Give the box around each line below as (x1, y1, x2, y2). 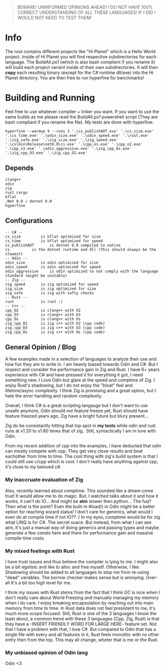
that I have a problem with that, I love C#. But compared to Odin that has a (5, 626, 156, 632)
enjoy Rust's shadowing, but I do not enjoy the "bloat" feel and (5, 382, 133, 388)
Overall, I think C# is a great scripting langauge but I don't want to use (5, 403, 148, 409)
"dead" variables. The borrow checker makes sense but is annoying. (5, 574, 145, 580)
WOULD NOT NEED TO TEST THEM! (17, 15, 92, 20)
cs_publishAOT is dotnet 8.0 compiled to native (5, 243, 121, 247)
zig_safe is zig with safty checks (5, 290, 94, 296)
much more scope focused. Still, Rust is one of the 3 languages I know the (5, 610, 157, 616)
